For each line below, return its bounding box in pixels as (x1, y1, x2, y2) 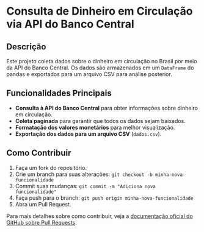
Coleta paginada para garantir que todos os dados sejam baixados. (15, 117, 186, 124)
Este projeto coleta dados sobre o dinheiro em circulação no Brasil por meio (6, 58, 197, 65)
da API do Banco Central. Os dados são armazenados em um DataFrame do (6, 64, 194, 71)
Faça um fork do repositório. (15, 164, 87, 171)
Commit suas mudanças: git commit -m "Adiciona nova (15, 182, 156, 189)
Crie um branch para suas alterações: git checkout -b (15, 170, 153, 178)
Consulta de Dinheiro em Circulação (6, 4, 193, 18)
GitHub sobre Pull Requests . (6, 219, 78, 226)
